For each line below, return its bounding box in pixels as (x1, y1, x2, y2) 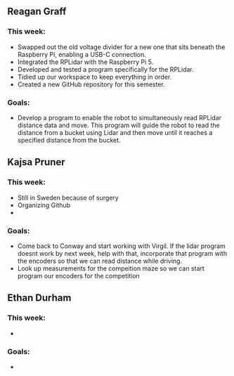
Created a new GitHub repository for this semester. (17, 80, 165, 89)
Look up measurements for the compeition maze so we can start (17, 264, 205, 273)
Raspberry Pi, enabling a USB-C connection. (17, 50, 146, 58)
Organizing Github (17, 200, 71, 209)
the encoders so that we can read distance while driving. (17, 257, 183, 265)
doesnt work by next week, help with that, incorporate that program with (17, 249, 227, 257)
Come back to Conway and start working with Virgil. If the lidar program (17, 242, 226, 250)
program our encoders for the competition (17, 271, 141, 280)
